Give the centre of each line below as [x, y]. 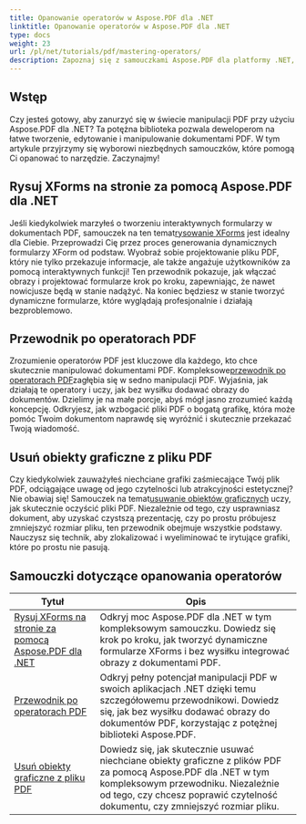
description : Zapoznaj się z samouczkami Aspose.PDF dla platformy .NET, [153, 60]
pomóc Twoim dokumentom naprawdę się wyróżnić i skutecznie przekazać [151, 419]
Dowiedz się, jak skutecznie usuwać [177, 749]
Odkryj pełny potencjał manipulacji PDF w [189, 678]
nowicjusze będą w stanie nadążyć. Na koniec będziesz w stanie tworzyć [147, 291]
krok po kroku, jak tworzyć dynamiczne [184, 640]
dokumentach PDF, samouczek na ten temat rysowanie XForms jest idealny [150, 233]
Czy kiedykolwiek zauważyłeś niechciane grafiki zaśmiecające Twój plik [145, 479]
